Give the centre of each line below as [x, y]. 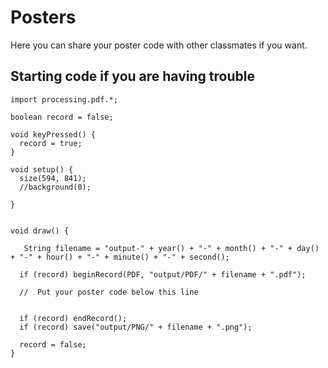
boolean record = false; [62, 117]
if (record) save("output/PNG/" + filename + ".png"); [136, 327]
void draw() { [40, 231]
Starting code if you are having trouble [132, 76]
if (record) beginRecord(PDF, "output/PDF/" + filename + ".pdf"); [163, 274]
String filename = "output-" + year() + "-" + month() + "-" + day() [171, 248]
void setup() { [42, 169]
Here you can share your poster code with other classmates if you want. [159, 45]
